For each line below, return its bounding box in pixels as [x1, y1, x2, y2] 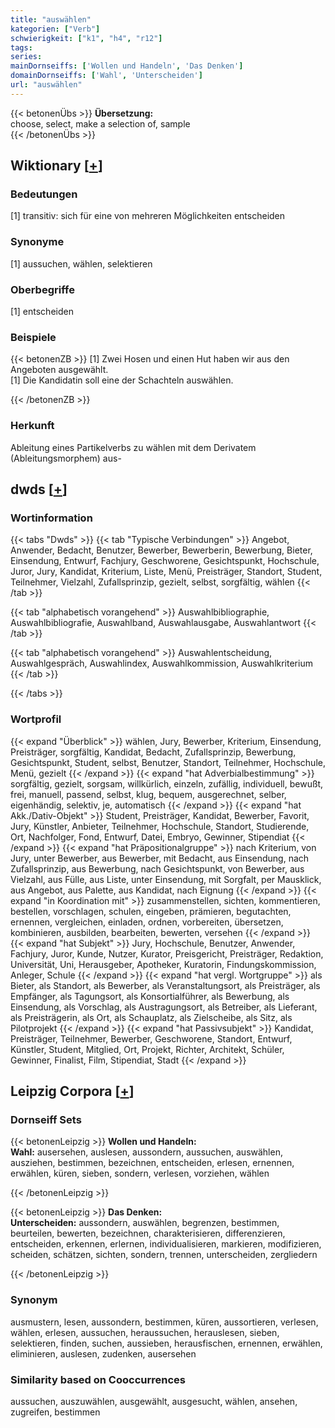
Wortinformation [10, 511, 93, 525]
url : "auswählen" [10, 80, 83, 90]
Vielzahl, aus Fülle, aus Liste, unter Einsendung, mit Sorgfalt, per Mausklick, [10, 873, 322, 885]
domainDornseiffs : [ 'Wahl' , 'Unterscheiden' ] [10, 71, 203, 81]
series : [10, 52, 43, 62]
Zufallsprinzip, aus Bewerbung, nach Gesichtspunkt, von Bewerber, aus [10, 862, 305, 875]
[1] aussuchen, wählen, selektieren [10, 257, 153, 270]
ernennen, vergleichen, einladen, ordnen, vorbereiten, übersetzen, [10, 916, 284, 928]
